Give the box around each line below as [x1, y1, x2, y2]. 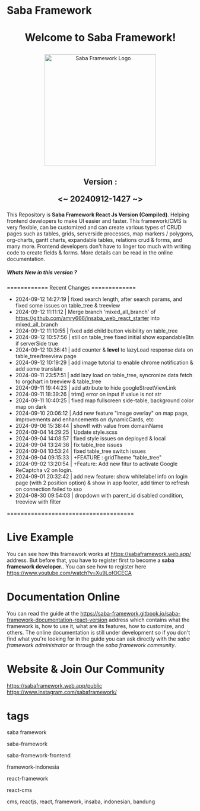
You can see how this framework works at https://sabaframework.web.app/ [7, 550, 192, 557]
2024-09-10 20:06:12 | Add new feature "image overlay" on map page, [15, 409, 189, 417]
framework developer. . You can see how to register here [7, 563, 147, 570]
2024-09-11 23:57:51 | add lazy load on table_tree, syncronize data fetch [15, 371, 193, 378]
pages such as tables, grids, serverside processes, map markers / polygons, [7, 230, 194, 237]
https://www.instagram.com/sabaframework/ [7, 688, 118, 695]
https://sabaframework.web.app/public [7, 682, 103, 689]
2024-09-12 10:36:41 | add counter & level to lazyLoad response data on [15, 346, 193, 353]
